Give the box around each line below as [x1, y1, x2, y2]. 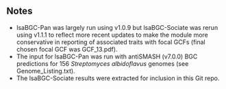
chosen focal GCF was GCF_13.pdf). [16, 45, 118, 53]
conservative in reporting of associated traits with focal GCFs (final [16, 37, 206, 46]
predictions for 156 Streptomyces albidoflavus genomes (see [16, 59, 189, 67]
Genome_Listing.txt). [16, 67, 76, 75]
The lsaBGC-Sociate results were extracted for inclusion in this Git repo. [16, 74, 220, 82]
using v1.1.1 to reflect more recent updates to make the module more [16, 31, 208, 39]
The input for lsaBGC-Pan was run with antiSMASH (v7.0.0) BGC [16, 52, 198, 60]
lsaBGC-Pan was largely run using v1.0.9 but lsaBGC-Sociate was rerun [16, 23, 218, 31]
